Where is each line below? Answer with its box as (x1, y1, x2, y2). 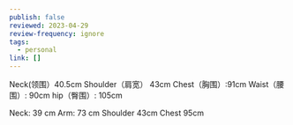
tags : (9, 37, 29, 47)
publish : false (9, 12, 65, 22)
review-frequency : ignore (9, 29, 104, 38)
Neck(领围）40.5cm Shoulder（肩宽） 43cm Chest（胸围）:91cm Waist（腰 (9, 79, 285, 89)
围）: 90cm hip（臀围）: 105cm (9, 90, 123, 100)
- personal (17, 46, 57, 55)
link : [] (9, 54, 41, 62)
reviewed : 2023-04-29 (9, 21, 89, 30)
